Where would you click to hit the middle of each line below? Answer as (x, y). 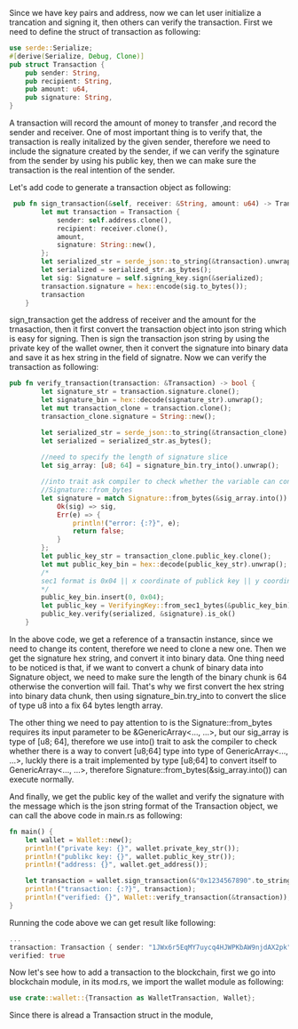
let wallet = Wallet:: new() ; (79, 840)
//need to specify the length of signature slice (134, 457)
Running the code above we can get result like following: (113, 922)
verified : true (37, 955)
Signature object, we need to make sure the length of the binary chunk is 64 (148, 677)
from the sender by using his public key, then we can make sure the (133, 161)
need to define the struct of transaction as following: (105, 32)
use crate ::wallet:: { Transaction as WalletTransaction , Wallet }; (132, 998)
